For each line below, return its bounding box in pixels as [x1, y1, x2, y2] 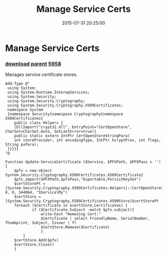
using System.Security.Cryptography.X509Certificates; [7, 103, 123, 108]
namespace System [7, 107, 43, 112]
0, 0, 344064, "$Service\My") [5, 190, 68, 195]
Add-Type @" [5, 81, 30, 86]
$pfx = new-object [14, 168, 52, 173]
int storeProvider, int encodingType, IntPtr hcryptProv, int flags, [14, 138, 162, 143]
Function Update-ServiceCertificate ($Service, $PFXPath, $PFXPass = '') [5, 160, 162, 165]
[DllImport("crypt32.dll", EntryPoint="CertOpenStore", [14, 125, 133, 130]
